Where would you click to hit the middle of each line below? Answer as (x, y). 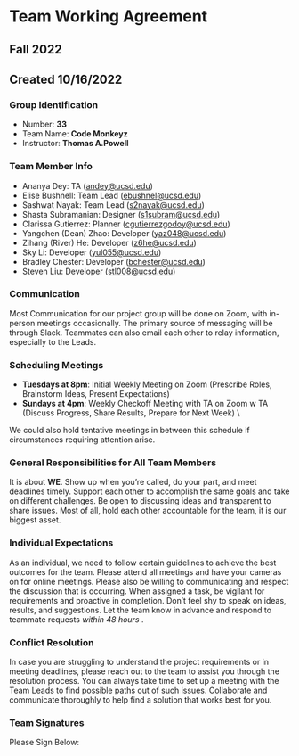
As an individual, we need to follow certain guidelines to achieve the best (143, 563)
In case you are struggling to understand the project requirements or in (139, 662)
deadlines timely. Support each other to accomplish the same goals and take (149, 491)
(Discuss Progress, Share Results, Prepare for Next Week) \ (131, 413)
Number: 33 (44, 124)
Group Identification (54, 104)
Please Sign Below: (44, 743)
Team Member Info (51, 167)
